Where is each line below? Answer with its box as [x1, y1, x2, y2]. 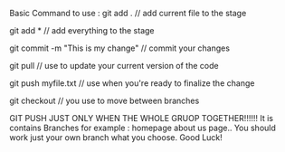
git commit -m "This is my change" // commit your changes [9, 43, 231, 53]
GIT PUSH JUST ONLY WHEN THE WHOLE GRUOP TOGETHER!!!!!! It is [9, 113, 274, 123]
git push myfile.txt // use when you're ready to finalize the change [9, 78, 255, 89]
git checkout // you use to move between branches [9, 95, 200, 106]
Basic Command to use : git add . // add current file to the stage [9, 8, 247, 18]
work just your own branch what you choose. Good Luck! [9, 132, 223, 143]
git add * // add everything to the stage [9, 25, 155, 35]
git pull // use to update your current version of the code [9, 61, 219, 71]
